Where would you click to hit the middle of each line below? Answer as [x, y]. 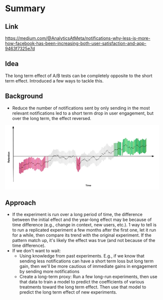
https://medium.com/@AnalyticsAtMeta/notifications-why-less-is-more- [78, 38]
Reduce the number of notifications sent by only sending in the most [81, 108]
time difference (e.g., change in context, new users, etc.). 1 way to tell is [84, 225]
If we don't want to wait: [36, 251]
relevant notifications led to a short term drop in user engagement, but [83, 113]
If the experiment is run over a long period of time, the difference [77, 215]
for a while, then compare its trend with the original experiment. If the [82, 235]
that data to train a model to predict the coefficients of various [82, 282]
